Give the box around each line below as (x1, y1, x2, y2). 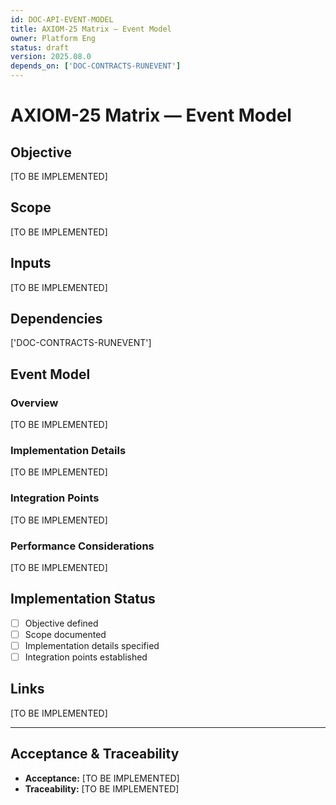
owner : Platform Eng (10, 33, 97, 43)
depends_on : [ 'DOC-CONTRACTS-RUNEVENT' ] (10, 61, 182, 71)
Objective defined (24, 617, 99, 629)
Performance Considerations (10, 539, 155, 553)
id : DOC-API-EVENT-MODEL (10, 14, 114, 25)
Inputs (10, 255, 52, 272)
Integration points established (24, 651, 148, 663)
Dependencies (10, 311, 103, 328)
